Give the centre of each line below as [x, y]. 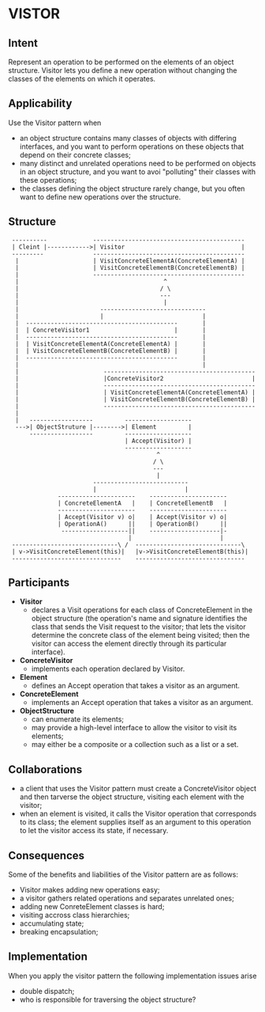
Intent [23, 43]
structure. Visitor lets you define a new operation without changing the [123, 70]
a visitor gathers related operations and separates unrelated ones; [127, 898]
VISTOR [34, 14]
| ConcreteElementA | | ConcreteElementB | [142, 503]
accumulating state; [52, 923]
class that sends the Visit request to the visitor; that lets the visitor [138, 627]
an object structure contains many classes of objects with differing [128, 138]
